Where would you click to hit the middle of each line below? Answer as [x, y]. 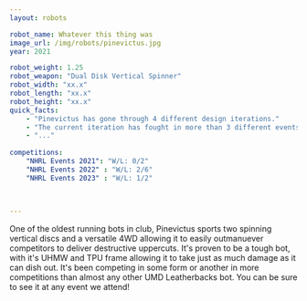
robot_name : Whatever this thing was [81, 34]
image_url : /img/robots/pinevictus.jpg [85, 43]
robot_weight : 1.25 [47, 68]
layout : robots [38, 18]
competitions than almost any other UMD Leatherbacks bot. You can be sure [153, 277]
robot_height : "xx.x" [51, 101]
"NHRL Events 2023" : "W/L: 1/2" [90, 178]
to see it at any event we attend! [70, 287]
